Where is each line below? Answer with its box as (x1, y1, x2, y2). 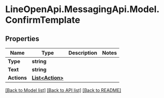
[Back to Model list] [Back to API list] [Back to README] (5, 87, 121, 93)
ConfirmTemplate (5, 14, 80, 26)
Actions (8, 74, 27, 81)
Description (68, 50, 98, 56)
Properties (5, 34, 39, 43)
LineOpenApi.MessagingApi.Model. (5, 4, 160, 15)
